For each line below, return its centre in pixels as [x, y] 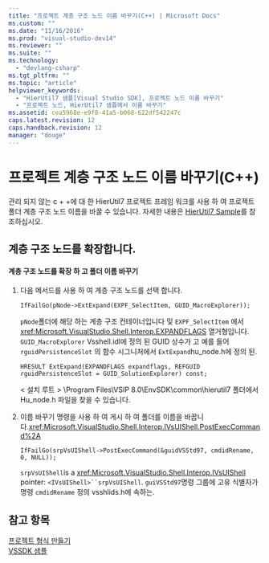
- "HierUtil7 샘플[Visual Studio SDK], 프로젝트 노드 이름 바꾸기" [120, 98]
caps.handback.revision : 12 [55, 128]
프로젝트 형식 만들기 [39, 541]
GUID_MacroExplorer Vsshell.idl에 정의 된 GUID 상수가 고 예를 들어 [124, 341]
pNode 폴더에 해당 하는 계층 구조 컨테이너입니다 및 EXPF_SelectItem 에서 [132, 321]
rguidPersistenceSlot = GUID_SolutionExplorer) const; [114, 374]
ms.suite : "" [30, 53]
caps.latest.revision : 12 [51, 120]
